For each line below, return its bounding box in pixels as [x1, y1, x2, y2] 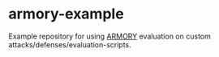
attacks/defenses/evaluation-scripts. [8, 39, 131, 49]
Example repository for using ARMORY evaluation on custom [8, 31, 211, 41]
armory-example [8, 5, 124, 23]
